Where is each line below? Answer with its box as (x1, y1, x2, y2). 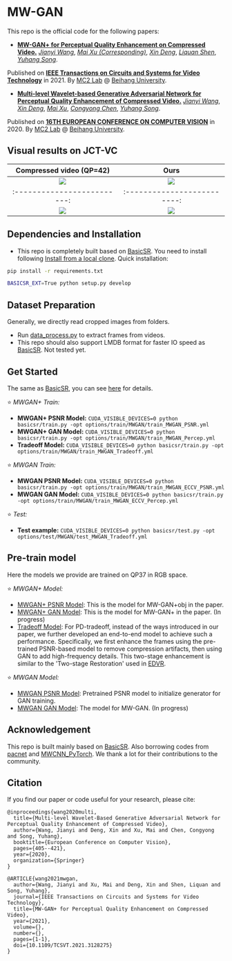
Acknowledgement (7, 724, 91, 736)
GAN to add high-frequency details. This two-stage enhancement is (17, 652, 211, 660)
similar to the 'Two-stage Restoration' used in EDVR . (17, 659, 166, 667)
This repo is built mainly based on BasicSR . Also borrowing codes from (7, 742, 209, 751)
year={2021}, (13, 918, 51, 925)
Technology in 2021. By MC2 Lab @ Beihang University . (7, 75, 167, 84)
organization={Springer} (13, 857, 85, 864)
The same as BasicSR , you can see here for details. (7, 384, 153, 392)
